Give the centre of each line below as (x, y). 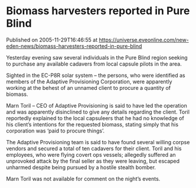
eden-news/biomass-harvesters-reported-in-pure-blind (74, 46)
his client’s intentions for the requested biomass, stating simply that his (92, 124)
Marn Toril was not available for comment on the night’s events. (83, 179)
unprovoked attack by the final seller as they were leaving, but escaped (93, 161)
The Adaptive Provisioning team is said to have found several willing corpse (98, 142)
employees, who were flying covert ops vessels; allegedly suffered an (91, 154)
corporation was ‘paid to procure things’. (55, 131)
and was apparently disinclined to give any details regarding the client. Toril (98, 112)
